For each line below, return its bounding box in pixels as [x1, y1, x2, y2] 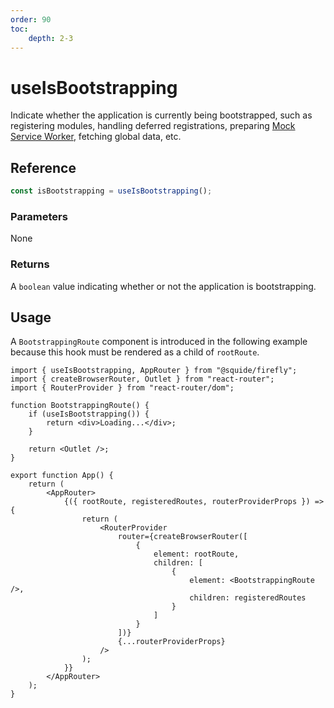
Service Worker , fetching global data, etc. [10, 131, 182, 143]
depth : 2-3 [28, 33, 74, 43]
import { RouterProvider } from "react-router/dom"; [10, 383, 235, 393]
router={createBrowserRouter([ [117, 532, 248, 542]
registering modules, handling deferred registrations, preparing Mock [10, 120, 296, 132]
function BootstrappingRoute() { [10, 401, 150, 411]
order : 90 [10, 14, 52, 25]
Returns [10, 257, 50, 271]
